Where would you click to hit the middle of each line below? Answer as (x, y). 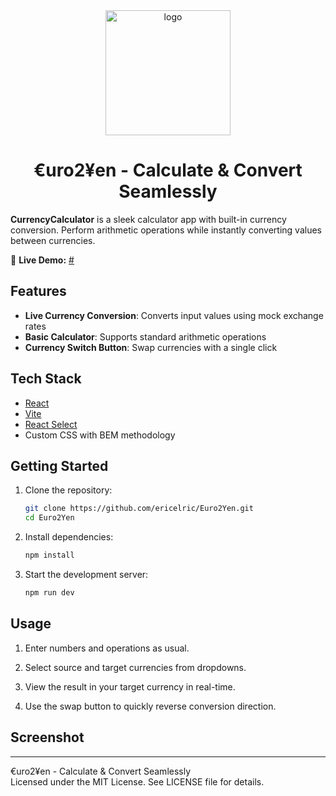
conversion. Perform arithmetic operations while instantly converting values (166, 230)
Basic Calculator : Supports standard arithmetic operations (145, 336)
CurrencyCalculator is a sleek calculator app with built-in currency (148, 219)
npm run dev (49, 593)
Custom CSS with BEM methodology (100, 435)
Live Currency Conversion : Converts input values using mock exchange (174, 315)
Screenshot (47, 737)
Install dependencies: (69, 537)
